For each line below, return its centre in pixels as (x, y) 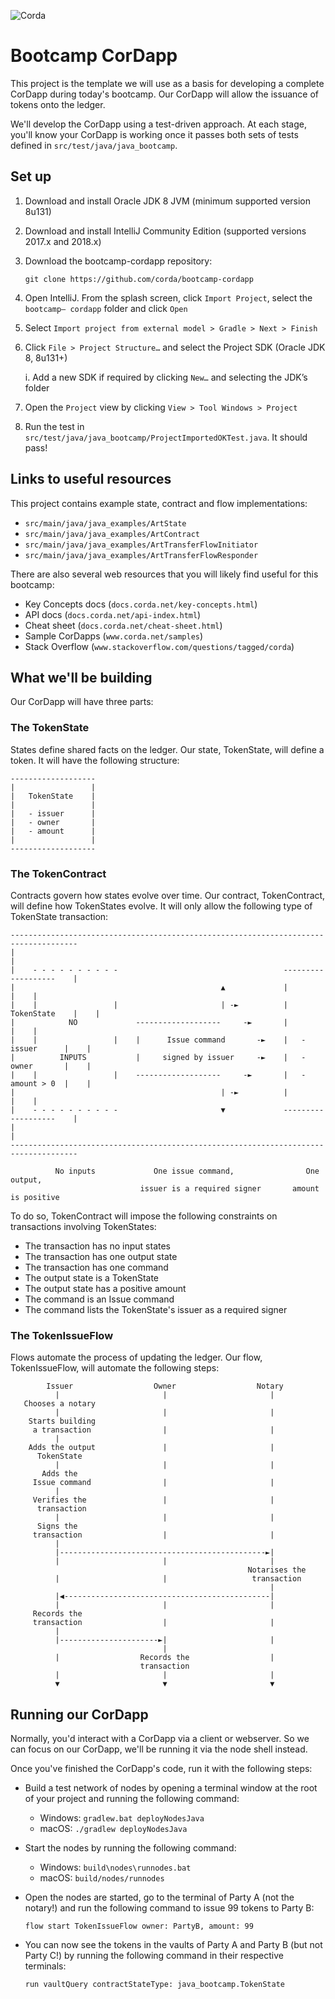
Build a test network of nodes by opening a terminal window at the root (171, 1788)
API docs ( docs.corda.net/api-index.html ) (113, 614)
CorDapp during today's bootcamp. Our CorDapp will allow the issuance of (164, 94)
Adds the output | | (151, 1448)
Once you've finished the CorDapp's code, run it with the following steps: (161, 1769)
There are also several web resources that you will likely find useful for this (164, 574)
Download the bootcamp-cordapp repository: (118, 261)
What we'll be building (81, 677)
